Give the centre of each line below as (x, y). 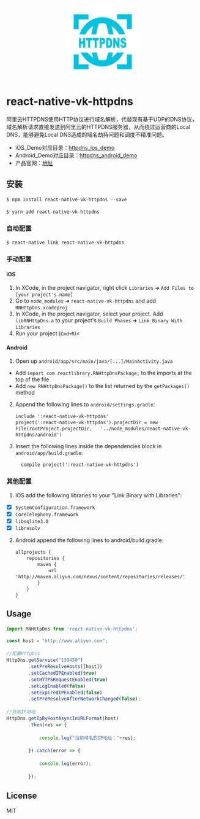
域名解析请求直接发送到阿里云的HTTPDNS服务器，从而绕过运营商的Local (98, 126)
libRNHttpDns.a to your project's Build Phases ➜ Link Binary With (98, 320)
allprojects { (33, 552)
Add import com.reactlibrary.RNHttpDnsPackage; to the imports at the (104, 373)
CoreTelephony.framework (47, 514)
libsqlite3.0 (32, 521)
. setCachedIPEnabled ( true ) (63, 673)
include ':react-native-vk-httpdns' (62, 417)
